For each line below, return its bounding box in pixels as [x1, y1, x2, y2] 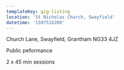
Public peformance [6, 47, 53, 54]
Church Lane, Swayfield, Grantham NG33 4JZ [6, 36, 119, 43]
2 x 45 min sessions [6, 58, 55, 65]
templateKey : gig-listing [6, 8, 70, 15]
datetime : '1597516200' [6, 19, 65, 25]
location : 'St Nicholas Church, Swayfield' [6, 14, 116, 20]
